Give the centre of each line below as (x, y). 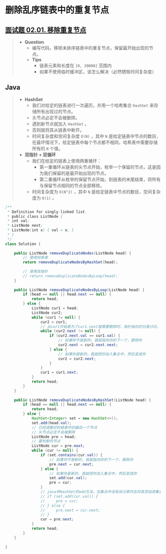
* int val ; (18, 221)
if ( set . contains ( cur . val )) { (71, 455)
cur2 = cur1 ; (54, 322)
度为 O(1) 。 (44, 198)
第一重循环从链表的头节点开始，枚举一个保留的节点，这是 (98, 167)
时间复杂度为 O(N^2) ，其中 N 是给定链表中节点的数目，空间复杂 (96, 192)
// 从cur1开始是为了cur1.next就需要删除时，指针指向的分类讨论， (100, 326)
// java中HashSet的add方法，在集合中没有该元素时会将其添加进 (98, 492)
